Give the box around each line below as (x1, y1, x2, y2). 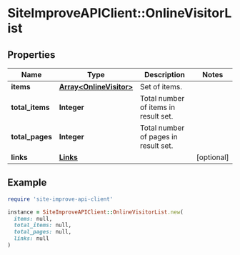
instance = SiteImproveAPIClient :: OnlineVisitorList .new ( (7, 209, 184, 216)
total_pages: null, (14, 229, 72, 236)
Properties (7, 49, 56, 61)
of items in (139, 102, 176, 112)
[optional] (196, 152, 229, 162)
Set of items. (139, 82, 182, 91)
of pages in (139, 132, 178, 141)
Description (144, 70, 186, 79)
